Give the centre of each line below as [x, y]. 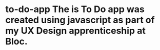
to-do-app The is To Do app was [75, 9]
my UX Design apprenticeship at [76, 31]
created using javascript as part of [80, 20]
